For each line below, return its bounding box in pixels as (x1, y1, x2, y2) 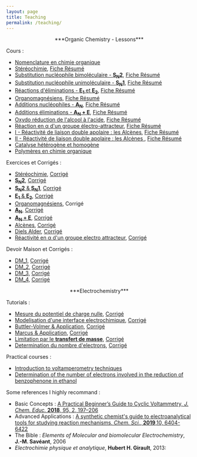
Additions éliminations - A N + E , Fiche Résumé (14, 108, 128, 117)
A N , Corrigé (14, 206, 44, 215)
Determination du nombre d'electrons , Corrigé (14, 342, 127, 349)
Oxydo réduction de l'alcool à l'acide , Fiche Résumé (14, 116, 142, 123)
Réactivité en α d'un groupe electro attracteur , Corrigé (14, 234, 147, 242)
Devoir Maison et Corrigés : (6, 246, 73, 253)
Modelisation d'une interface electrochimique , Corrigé (14, 317, 146, 324)
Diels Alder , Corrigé (14, 228, 63, 235)
